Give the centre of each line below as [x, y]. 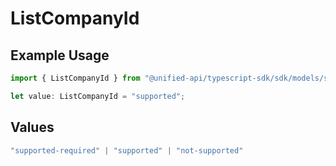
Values [32, 127]
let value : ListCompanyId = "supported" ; [98, 96]
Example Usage [60, 55]
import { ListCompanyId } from [75, 78]
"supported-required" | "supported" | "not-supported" [127, 150]
